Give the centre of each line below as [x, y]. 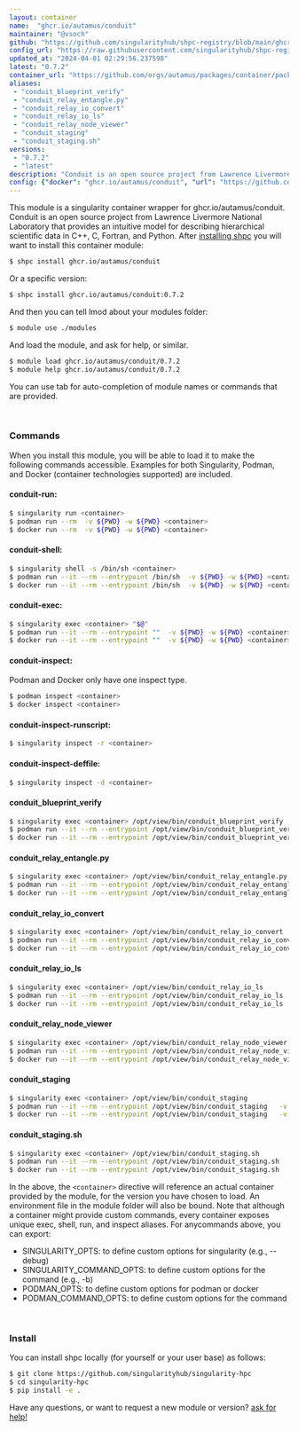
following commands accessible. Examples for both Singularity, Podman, [142, 464]
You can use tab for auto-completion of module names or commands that [143, 386]
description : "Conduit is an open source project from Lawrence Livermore [150, 174]
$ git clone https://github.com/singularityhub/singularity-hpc [130, 1374]
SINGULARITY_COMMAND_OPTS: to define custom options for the [144, 1270]
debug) [35, 1261]
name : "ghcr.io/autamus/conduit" [73, 26]
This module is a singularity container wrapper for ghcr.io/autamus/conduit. [147, 208]
